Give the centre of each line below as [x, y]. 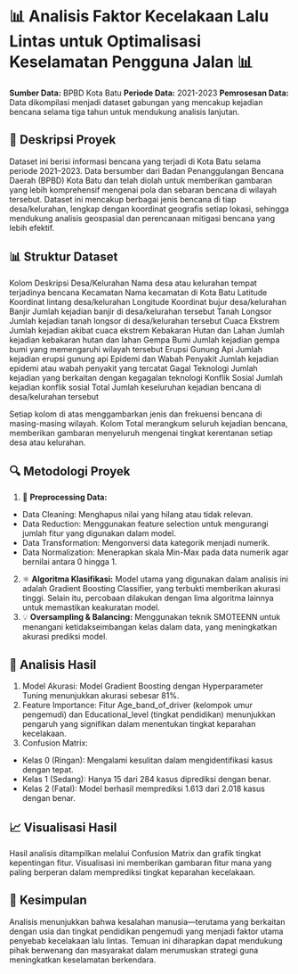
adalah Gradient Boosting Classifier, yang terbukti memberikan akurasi [151, 589]
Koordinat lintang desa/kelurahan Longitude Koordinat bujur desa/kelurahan [148, 301]
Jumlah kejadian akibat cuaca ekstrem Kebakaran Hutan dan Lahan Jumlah [147, 330]
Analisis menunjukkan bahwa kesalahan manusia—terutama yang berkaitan [147, 921]
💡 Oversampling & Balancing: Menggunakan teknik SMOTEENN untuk [151, 617]
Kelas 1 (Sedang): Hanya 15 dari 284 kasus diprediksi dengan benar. [146, 780]
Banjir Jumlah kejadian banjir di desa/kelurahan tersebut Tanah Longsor [141, 311]
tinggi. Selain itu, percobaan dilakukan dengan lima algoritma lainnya [148, 598]
